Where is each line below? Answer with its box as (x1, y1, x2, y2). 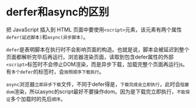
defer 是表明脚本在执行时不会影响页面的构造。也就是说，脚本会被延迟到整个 (6, 45, 190, 53)
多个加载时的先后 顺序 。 (10, 95, 66, 102)
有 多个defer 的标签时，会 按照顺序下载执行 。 (6, 68, 105, 75)
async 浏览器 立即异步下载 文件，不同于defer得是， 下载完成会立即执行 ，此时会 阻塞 (6, 80, 190, 87)
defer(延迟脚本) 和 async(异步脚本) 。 (6, 33, 89, 40)
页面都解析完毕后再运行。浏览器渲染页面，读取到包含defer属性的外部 (6, 53, 174, 60)
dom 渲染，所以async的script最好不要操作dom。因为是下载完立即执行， (6, 88, 177, 95)
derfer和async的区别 (6, 5, 109, 19)
